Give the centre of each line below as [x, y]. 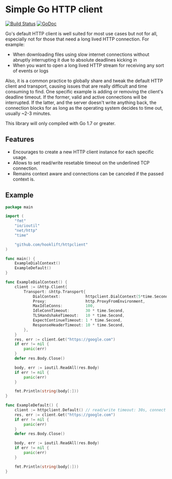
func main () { [20, 258]
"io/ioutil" [27, 226]
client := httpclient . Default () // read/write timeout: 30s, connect [90, 410]
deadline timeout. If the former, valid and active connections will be [76, 97]
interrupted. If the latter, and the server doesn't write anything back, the [81, 102]
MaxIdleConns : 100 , [64, 306]
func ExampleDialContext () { [36, 282]
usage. [20, 157]
